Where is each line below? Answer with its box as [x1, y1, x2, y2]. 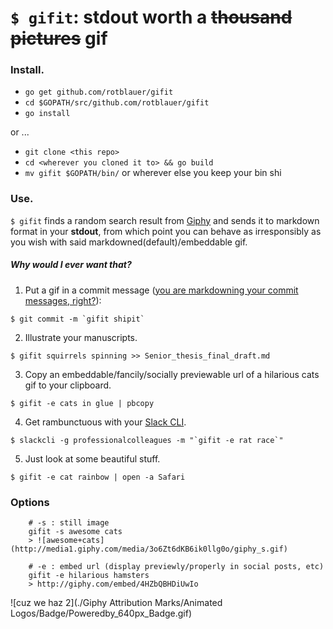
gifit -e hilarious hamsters [28, 571, 150, 581]
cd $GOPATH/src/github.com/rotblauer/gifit [24, 98, 210, 108]
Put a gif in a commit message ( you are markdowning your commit [24, 284, 299, 296]
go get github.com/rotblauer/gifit [24, 87, 174, 98]
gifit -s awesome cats [28, 527, 123, 537]
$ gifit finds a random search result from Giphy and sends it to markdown [10, 214, 320, 226]
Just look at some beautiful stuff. [24, 452, 161, 465]
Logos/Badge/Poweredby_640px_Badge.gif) [10, 607, 193, 620]
